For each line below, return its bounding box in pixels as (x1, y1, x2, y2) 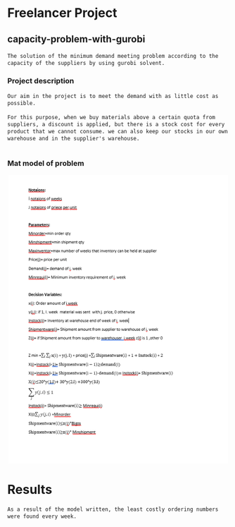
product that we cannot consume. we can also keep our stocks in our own (7, 128, 229, 135)
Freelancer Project (7, 5, 118, 21)
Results (7, 482, 53, 498)
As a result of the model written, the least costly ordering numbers (7, 506, 219, 513)
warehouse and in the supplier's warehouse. (7, 135, 140, 143)
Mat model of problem (7, 159, 84, 169)
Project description (7, 75, 75, 85)
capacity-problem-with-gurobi (7, 33, 146, 45)
